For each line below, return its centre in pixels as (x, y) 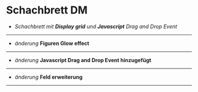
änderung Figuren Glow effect (52, 43)
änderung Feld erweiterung (49, 77)
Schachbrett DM (47, 10)
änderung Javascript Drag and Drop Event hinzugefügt (83, 60)
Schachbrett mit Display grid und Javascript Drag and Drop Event (96, 26)
